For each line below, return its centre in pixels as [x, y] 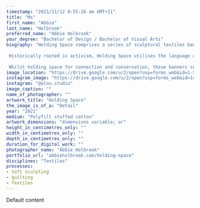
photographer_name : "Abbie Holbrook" [53, 150]
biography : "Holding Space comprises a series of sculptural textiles [96, 45]
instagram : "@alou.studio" [40, 84]
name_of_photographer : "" [38, 94]
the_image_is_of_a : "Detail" [42, 105]
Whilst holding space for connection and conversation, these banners [98, 67]
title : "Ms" [21, 17]
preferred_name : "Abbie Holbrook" [49, 34]
